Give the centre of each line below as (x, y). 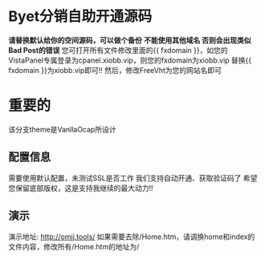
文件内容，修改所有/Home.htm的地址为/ (74, 246)
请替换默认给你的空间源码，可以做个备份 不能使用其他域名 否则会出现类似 (130, 40)
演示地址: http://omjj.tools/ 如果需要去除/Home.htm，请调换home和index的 (132, 237)
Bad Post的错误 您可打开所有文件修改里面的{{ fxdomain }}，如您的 (118, 50)
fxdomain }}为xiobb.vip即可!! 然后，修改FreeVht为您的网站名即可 (115, 70)
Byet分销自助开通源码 (80, 16)
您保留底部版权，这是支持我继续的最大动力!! (81, 188)
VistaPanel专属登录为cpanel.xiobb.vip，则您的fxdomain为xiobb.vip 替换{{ (130, 60)
